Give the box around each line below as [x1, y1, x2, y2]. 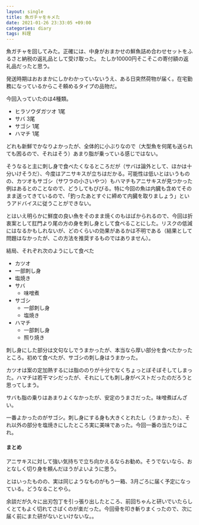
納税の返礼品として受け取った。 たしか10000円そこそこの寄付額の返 [21, 55, 189, 62]
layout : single [6, 8, 44, 15]
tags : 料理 [6, 31, 31, 37]
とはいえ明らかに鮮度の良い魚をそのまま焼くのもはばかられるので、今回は [6, 212, 188, 219]
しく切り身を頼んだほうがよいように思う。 [16, 465, 120, 472]
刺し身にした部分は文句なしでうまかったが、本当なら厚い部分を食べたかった [6, 346, 193, 354]
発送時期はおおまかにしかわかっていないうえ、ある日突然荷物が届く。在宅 [6, 75, 188, 82]
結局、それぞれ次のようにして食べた [6, 247, 95, 254]
